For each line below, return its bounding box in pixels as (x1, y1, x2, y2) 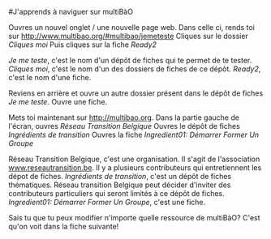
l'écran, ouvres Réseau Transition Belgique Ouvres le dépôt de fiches (8, 122, 241, 130)
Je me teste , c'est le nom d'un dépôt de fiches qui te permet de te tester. (8, 56, 252, 65)
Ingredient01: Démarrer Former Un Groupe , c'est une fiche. (8, 198, 206, 207)
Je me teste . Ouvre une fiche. (8, 97, 108, 106)
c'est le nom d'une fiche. (8, 73, 92, 82)
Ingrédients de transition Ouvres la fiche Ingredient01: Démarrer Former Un (8, 130, 260, 139)
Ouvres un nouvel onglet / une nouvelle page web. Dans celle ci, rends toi (8, 23, 256, 32)
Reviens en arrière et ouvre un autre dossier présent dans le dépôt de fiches (8, 88, 264, 98)
